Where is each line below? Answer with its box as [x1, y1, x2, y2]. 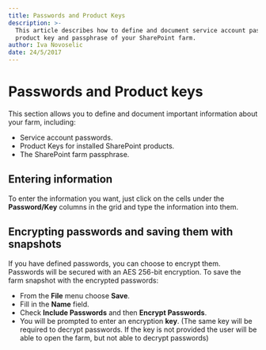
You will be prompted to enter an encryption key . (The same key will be [19, 316, 253, 325]
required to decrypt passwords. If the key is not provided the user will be [19, 325, 257, 334]
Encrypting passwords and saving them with [8, 225, 234, 239]
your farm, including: [8, 117, 77, 127]
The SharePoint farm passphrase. [19, 149, 130, 159]
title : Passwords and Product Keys [8, 11, 126, 20]
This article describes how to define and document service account [15, 26, 246, 34]
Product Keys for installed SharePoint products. [19, 140, 175, 151]
